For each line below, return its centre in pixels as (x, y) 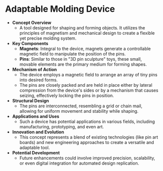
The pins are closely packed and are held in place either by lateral (86, 85)
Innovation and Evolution (38, 132)
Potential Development (36, 152)
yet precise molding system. (48, 38)
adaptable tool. (35, 147)
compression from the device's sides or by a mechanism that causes (89, 90)
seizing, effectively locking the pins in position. (67, 95)
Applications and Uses (36, 116)
